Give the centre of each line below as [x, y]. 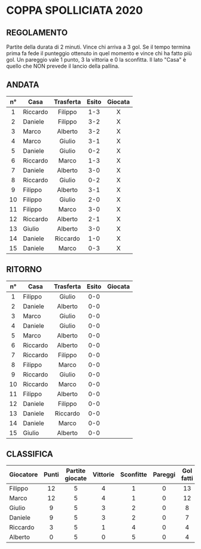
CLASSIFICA [30, 454]
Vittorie [103, 475]
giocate [76, 478]
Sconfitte [134, 475]
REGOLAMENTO [37, 33]
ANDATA [23, 85]
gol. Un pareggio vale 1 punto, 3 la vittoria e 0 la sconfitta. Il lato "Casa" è [96, 60]
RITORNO [24, 269]
